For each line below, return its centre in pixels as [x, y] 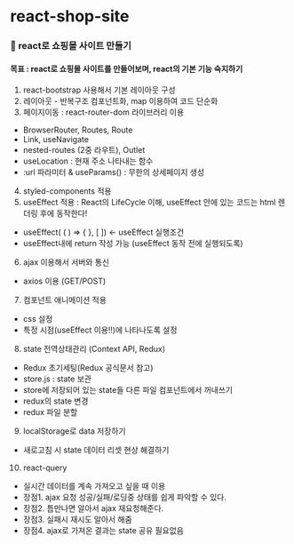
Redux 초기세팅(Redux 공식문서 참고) [88, 368]
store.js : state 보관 [57, 379]
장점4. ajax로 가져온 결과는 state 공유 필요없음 [103, 531]
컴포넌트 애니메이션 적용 [65, 300]
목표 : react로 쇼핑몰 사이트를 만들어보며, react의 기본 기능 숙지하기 [127, 68]
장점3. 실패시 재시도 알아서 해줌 [77, 520]
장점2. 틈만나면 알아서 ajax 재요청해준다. [93, 508]
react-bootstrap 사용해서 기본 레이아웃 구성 [99, 90]
